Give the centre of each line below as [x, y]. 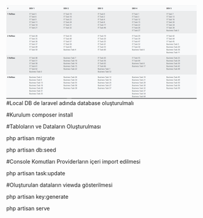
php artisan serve [28, 208]
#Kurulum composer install [40, 115]
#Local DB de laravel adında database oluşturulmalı [70, 103]
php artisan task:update [36, 173]
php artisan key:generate [37, 197]
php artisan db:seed [31, 150]
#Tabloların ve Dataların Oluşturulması [54, 127]
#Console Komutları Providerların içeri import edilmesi [73, 162]
